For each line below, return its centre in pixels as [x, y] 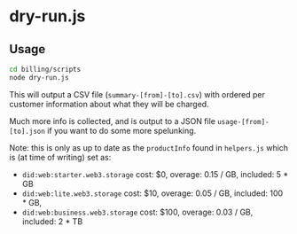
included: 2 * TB [52, 221]
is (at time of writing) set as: [60, 157]
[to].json [27, 131]
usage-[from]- [243, 121]
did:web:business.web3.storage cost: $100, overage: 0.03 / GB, [137, 212]
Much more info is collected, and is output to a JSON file [112, 121]
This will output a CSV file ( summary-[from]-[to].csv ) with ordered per [137, 94]
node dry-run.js [39, 77]
